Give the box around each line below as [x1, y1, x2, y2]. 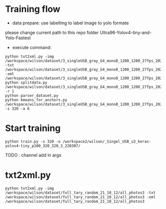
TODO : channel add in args [5, 152, 62, 158]
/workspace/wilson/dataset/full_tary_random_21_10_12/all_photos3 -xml [5, 195, 156, 200]
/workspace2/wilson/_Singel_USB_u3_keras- [62, 139, 152, 144]
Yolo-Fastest [5, 35, 31, 41]
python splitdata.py [5, 80, 48, 85]
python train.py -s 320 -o [5, 139, 61, 144]
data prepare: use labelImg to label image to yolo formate [12, 20, 129, 26]
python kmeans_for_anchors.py [5, 97, 68, 102]
